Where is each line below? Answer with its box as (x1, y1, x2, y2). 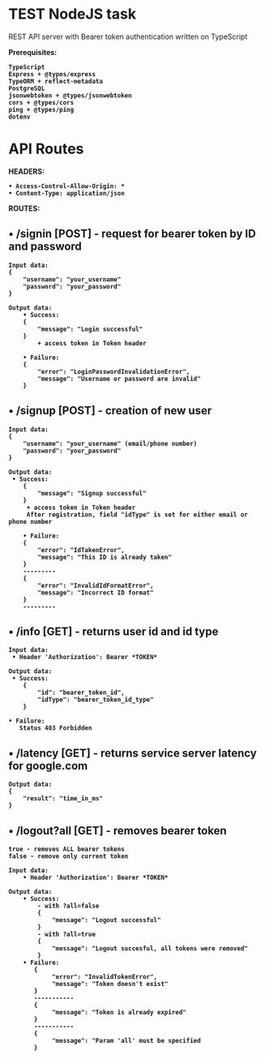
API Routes (8, 139, 84, 158)
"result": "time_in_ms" (23, 795, 104, 803)
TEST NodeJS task (8, 5, 136, 24)
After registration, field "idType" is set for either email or (26, 510, 249, 519)
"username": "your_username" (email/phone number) (23, 439, 198, 448)
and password (8, 240, 83, 254)
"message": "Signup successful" (37, 489, 147, 497)
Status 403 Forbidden (19, 724, 92, 732)
